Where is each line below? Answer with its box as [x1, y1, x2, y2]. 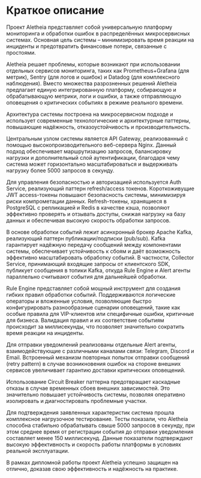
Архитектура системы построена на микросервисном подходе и [6, 110, 173, 118]
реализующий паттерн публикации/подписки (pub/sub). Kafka [6, 235, 166, 242]
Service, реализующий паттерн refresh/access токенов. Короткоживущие [6, 184, 195, 192]
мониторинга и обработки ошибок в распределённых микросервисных [6, 29, 190, 37]
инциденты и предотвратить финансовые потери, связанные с [6, 43, 167, 50]
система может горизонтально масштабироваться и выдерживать [6, 160, 178, 168]
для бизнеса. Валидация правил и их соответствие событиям [6, 316, 164, 324]
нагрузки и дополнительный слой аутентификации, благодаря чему [6, 154, 180, 161]
